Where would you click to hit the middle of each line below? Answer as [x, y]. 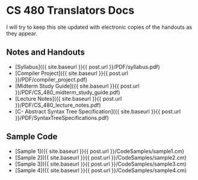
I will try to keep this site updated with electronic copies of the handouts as [99, 27]
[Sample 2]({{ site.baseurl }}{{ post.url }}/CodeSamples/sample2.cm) [101, 157]
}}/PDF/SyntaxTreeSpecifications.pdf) [62, 118]
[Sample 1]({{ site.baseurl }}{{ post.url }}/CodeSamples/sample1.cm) [100, 151]
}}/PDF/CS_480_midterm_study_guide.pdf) [67, 92]
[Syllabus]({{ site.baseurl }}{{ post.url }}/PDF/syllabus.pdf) [88, 67]
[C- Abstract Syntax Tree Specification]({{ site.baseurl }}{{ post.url [98, 111]
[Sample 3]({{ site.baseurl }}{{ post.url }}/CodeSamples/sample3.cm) [101, 164]
